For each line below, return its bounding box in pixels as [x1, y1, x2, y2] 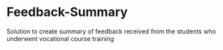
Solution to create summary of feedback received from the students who [6, 27, 216, 35]
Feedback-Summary [6, 4, 128, 20]
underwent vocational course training [6, 34, 115, 42]
